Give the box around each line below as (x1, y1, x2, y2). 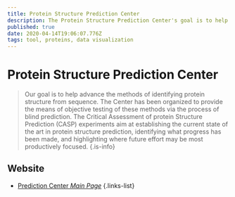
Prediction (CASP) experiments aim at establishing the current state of (24, 120, 229, 129)
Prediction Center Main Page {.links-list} (17, 181, 135, 190)
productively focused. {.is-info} (24, 142, 116, 151)
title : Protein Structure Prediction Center (7, 10, 140, 18)
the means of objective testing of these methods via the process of (24, 105, 220, 113)
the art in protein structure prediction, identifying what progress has (24, 127, 222, 136)
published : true (7, 23, 55, 30)
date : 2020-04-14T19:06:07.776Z (7, 30, 102, 37)
